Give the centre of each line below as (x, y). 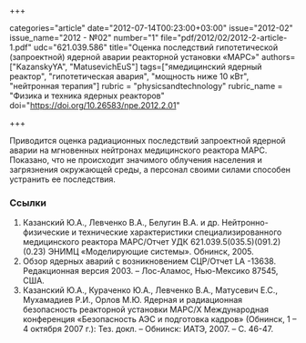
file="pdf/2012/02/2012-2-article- (224, 38)
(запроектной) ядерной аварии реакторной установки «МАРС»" (134, 57)
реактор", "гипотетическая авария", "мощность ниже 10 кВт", (129, 76)
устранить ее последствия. (63, 179)
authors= (278, 57)
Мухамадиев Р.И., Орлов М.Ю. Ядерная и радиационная (133, 300)
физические (46, 232)
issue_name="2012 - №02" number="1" (84, 38)
